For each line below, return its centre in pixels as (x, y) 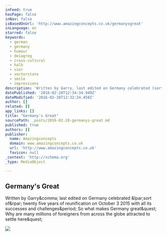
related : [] (17, 107)
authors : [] (17, 129)
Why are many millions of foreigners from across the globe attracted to (78, 214)
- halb (16, 65)
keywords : (15, 38)
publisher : (16, 134)
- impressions (24, 83)
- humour (19, 51)
